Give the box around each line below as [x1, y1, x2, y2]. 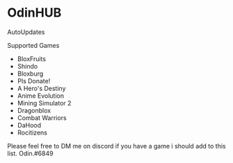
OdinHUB [7, 5, 62, 21]
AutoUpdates [7, 28, 45, 36]
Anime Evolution [17, 92, 65, 100]
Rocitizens [17, 128, 47, 137]
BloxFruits [17, 54, 47, 63]
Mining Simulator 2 [17, 98, 72, 107]
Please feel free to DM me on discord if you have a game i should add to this [7, 141, 226, 150]
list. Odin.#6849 [7, 149, 54, 157]
